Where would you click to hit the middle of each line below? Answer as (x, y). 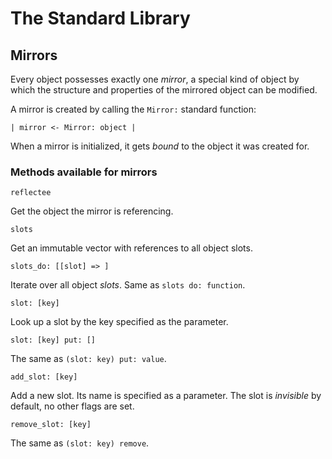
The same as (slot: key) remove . (80, 443)
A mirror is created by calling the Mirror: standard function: (133, 109)
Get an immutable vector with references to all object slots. (131, 248)
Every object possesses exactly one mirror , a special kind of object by (155, 79)
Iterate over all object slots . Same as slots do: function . (128, 285)
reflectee (31, 193)
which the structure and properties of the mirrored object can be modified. (164, 90)
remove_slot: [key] (51, 425)
